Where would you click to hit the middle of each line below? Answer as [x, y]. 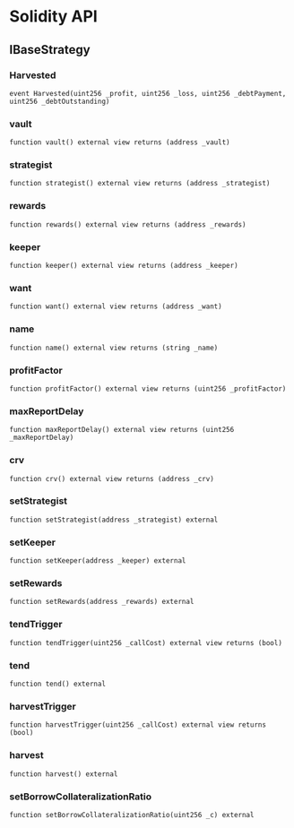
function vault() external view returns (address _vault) [120, 142]
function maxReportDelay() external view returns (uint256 [122, 430]
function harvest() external [64, 774]
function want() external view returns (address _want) [116, 306]
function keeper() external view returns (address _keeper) [124, 266]
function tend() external [57, 684]
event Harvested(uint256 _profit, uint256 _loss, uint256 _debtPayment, [148, 93]
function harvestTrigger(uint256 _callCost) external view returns [138, 725]
